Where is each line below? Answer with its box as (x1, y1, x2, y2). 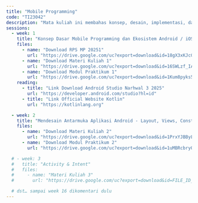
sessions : (6, 25, 31, 31)
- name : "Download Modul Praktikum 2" (21, 139, 117, 145)
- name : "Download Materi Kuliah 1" (21, 58, 112, 64)
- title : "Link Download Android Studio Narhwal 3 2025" (21, 85, 165, 91)
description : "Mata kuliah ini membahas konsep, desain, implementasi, (6, 19, 186, 25)
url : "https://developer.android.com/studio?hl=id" (27, 91, 157, 96)
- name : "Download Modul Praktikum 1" (21, 69, 117, 75)
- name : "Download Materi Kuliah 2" (21, 129, 112, 135)
